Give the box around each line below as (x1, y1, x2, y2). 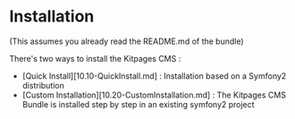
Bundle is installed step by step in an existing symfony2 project (21, 98, 255, 109)
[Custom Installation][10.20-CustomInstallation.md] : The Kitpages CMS (21, 89, 286, 100)
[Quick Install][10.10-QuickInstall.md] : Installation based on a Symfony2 (21, 70, 287, 81)
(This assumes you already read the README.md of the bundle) (9, 36, 244, 47)
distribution (21, 80, 65, 90)
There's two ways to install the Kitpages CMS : (9, 53, 181, 64)
